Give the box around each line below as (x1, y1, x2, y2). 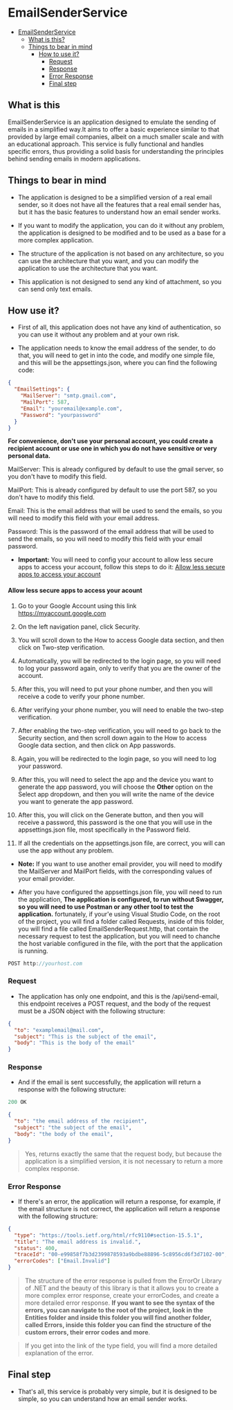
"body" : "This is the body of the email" (14, 1039, 136, 1046)
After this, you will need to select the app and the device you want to (17, 775, 214, 783)
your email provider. (17, 874, 75, 882)
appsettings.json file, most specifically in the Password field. (17, 826, 191, 834)
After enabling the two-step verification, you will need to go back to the (17, 726, 221, 735)
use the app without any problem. (17, 846, 114, 855)
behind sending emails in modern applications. (8, 154, 141, 163)
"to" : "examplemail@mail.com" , (14, 1026, 104, 1033)
